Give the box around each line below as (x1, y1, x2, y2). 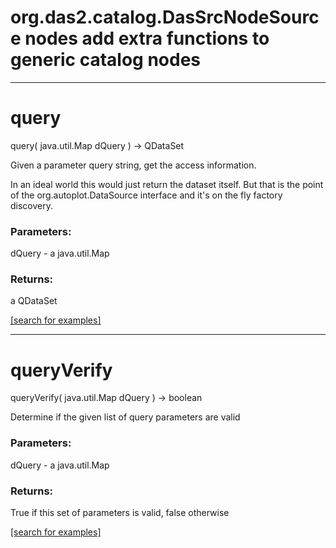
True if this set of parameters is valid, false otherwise (10, 507, 230, 518)
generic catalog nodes (10, 49, 202, 71)
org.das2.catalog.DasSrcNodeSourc (10, 6, 320, 29)
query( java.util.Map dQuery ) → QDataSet (10, 139, 185, 151)
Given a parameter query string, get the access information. (10, 159, 257, 171)
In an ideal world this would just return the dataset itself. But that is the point (10, 178, 324, 190)
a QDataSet (10, 295, 58, 307)
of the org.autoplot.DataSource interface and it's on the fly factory (10, 189, 283, 201)
